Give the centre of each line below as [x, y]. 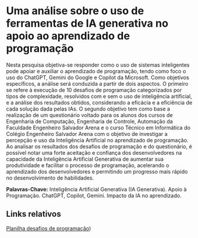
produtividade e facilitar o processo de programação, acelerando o [88, 165]
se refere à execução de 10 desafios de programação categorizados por [94, 90]
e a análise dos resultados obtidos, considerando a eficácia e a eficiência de [99, 102]
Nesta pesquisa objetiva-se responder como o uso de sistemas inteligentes [98, 65]
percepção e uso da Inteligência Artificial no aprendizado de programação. [98, 140]
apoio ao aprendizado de [68, 36]
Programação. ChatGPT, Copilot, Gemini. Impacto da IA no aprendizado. [94, 195]
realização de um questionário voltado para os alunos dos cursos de [90, 115]
